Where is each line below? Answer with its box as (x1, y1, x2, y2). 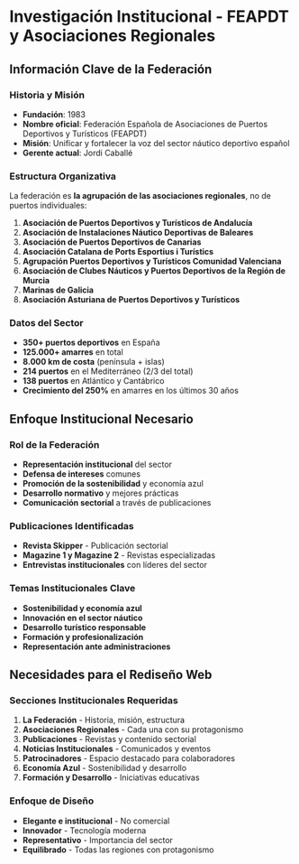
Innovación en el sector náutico (22, 612, 143, 623)
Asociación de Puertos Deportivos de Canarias (22, 237, 202, 247)
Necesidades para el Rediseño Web (9, 667, 213, 683)
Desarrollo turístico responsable (22, 621, 147, 633)
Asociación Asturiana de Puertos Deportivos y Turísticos (22, 294, 240, 305)
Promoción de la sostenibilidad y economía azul (22, 478, 204, 489)
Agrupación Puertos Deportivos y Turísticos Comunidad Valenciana (22, 255, 282, 267)
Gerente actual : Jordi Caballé (22, 147, 133, 158)
